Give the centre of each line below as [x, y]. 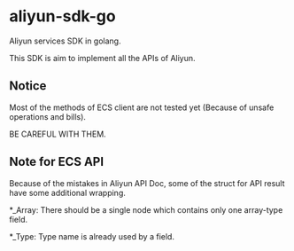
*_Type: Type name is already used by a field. [92, 236]
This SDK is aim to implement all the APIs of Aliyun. [103, 58]
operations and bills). [48, 116]
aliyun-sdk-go [63, 16]
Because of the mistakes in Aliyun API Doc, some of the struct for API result [147, 183]
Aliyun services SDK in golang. [65, 41]
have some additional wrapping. [68, 192]
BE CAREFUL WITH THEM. [58, 134]
